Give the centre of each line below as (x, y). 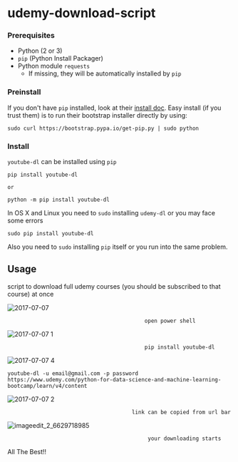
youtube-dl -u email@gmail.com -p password (73, 373)
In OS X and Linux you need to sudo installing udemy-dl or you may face (112, 213)
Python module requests (54, 66)
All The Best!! (27, 451)
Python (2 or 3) (40, 51)
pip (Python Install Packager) (60, 58)
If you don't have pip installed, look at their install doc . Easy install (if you (114, 108)
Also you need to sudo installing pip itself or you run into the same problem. (118, 247)
